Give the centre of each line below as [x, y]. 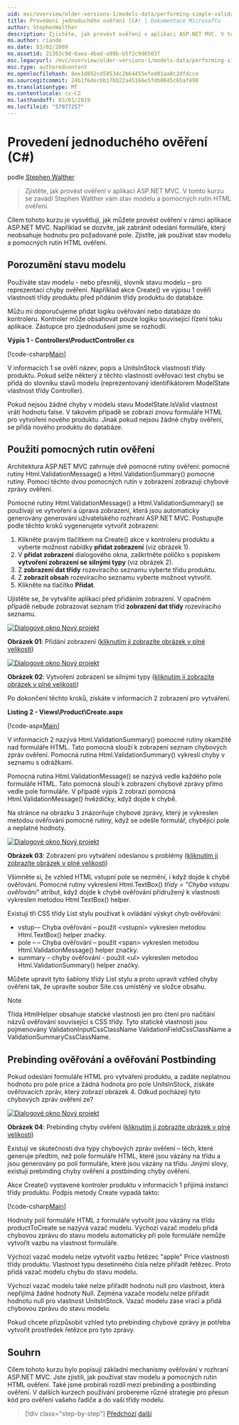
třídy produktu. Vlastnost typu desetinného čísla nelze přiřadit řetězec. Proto [119, 1265]
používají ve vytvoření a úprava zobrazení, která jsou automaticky [103, 511]
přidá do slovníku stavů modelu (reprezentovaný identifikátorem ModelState [118, 383]
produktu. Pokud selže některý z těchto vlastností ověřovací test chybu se [116, 375]
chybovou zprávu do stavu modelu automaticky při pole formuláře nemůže [117, 1235]
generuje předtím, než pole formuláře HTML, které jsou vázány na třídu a [114, 1156]
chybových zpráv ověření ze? [51, 1100]
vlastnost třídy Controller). [46, 390]
